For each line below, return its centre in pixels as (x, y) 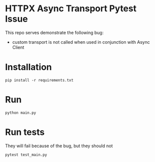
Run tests (25, 132)
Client (18, 47)
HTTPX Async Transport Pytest (71, 9)
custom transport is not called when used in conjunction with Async (81, 42)
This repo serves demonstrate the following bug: (54, 32)
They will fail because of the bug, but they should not (59, 146)
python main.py (21, 113)
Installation (29, 67)
